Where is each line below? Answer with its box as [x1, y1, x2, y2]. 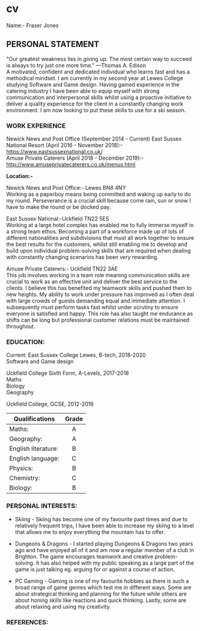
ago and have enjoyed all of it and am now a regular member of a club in [14, 546, 194, 553]
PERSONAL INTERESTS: [6, 502, 77, 510]
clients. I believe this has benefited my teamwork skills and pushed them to [6, 284, 192, 292]
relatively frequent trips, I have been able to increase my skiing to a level [14, 522, 194, 529]
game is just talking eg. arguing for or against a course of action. [14, 565, 175, 573]
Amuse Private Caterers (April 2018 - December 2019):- [6, 154, 144, 162]
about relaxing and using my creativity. [14, 603, 111, 610]
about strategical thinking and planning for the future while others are [14, 590, 187, 597]
